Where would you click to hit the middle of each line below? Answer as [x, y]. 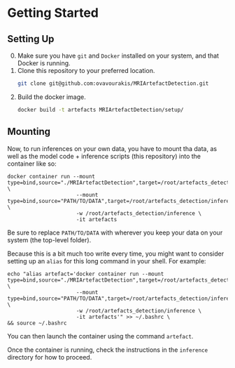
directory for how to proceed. [50, 357]
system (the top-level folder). [49, 239]
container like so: [32, 164]
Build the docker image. [51, 97]
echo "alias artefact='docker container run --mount [86, 274]
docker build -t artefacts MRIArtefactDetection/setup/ [100, 110]
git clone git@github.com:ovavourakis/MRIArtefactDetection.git [113, 84]
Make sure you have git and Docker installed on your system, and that [118, 55]
